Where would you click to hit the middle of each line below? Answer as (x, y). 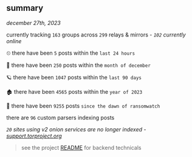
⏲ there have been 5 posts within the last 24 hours (71, 53)
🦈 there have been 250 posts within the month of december (78, 65)
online (14, 41)
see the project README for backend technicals (81, 147)
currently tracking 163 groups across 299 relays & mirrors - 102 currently (96, 35)
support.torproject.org (34, 136)
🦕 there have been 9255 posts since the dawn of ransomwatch (83, 106)
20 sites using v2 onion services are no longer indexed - (76, 129)
